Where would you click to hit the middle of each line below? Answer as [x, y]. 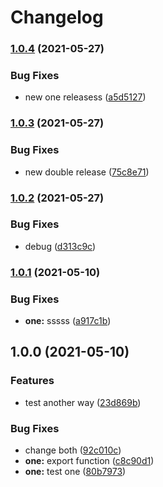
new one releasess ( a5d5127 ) [85, 97]
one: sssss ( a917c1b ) [68, 321]
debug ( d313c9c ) [60, 246]
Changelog [57, 17]
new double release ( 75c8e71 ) [87, 172]
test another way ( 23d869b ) [83, 402]
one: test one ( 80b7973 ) [75, 472]
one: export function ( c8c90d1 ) [89, 461]
